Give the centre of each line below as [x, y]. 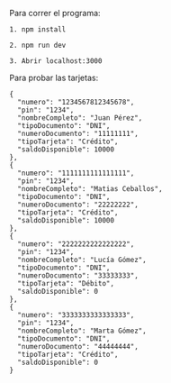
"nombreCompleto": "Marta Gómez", [82, 331]
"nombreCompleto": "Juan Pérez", [80, 118]
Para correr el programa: [55, 13]
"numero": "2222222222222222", [76, 244]
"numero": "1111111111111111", [76, 173]
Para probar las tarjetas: [54, 78]
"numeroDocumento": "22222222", [78, 205]
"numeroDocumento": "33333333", [78, 276]
